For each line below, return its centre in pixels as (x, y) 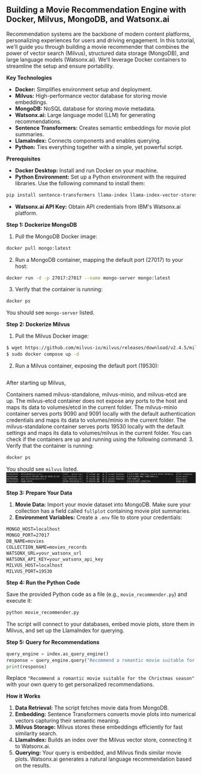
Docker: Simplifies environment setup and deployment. (83, 89)
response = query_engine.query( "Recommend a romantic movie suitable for (101, 660)
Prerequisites (23, 159)
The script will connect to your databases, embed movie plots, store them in (100, 624)
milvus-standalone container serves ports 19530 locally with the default (95, 427)
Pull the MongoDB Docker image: (56, 236)
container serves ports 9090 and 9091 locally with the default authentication (101, 414)
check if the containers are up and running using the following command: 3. (100, 439)
